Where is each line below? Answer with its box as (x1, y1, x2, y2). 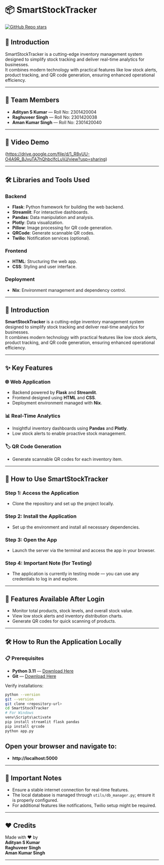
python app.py (5, 728, 34, 733)
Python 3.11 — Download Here (12, 668, 74, 674)
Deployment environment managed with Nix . (12, 400, 102, 406)
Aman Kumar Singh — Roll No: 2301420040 (12, 119, 102, 125)
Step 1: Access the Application (5, 490, 79, 497)
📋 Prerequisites (5, 655, 44, 662)
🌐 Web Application (5, 378, 51, 385)
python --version (5, 692, 41, 697)
